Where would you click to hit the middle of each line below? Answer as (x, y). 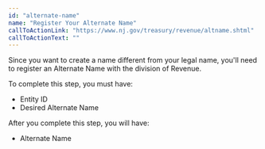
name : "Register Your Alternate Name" (72, 23)
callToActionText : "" (44, 38)
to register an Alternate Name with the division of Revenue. (105, 69)
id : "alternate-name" (44, 15)
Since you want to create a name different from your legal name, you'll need (132, 60)
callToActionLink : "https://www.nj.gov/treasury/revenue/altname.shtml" (131, 30)
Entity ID (33, 99)
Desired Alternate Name (59, 108)
